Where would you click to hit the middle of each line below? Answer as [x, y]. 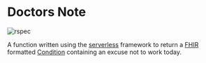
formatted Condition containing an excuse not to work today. [94, 52]
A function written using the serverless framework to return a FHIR [103, 44]
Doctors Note [46, 12]
